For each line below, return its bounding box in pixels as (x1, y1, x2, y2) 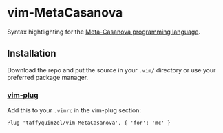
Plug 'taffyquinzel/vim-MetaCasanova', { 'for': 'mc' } (7, 119, 171, 127)
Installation (7, 48, 56, 59)
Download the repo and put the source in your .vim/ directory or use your (7, 65, 216, 74)
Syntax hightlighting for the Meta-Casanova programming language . (7, 28, 201, 36)
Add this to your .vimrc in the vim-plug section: (7, 106, 141, 114)
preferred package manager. (7, 73, 89, 81)
